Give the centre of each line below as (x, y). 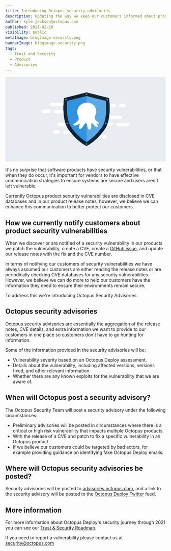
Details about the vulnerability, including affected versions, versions (84, 365)
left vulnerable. (21, 186)
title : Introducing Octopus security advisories (58, 11)
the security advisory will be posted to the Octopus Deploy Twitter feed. (81, 494)
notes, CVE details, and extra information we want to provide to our (76, 329)
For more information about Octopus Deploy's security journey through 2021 (85, 522)
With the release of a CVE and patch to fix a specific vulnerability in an (87, 436)
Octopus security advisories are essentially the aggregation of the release (83, 324)
